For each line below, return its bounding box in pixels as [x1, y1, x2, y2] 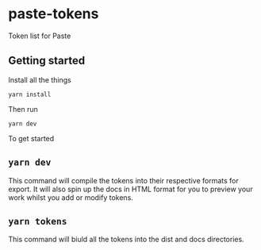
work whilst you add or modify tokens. [8, 192, 133, 202]
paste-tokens [8, 5, 99, 23]
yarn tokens [8, 215, 67, 227]
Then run [8, 104, 38, 113]
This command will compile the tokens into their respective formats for [8, 175, 240, 185]
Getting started [8, 54, 86, 67]
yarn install [8, 90, 52, 98]
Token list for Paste [8, 31, 71, 40]
